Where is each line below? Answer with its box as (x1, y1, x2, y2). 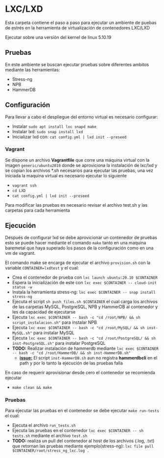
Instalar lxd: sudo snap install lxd (12, 128, 83, 134)
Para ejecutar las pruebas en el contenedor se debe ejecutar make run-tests (5, 408, 159, 413)
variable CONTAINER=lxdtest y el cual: (5, 265, 79, 270)
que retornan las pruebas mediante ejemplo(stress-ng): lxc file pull (12, 443, 154, 449)
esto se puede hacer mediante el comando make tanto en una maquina (5, 240, 146, 245)
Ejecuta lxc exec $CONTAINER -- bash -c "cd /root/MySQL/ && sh (12, 324, 145, 330)
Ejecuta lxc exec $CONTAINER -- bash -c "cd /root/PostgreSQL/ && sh (12, 335, 156, 341)
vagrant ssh (12, 183, 37, 188)
